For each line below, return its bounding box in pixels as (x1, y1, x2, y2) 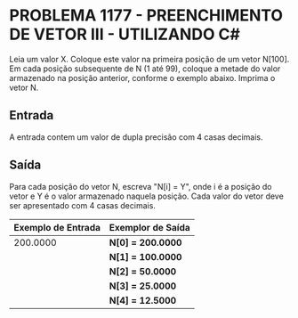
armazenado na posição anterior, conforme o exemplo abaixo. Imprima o (9, 72, 276, 83)
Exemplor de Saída (109, 221, 191, 233)
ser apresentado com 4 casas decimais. (9, 200, 156, 210)
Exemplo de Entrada (13, 221, 101, 233)
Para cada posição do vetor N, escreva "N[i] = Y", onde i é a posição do (9, 181, 272, 192)
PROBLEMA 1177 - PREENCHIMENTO (9, 5, 283, 26)
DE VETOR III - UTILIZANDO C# (9, 24, 240, 45)
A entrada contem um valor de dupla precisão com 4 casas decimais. (9, 131, 263, 143)
